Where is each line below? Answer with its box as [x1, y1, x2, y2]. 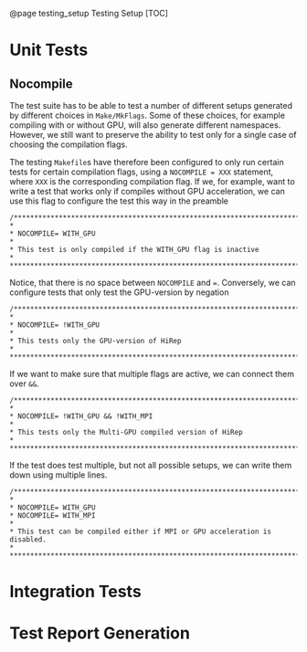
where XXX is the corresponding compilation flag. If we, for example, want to [9, 176, 295, 186]
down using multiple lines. [9, 469, 108, 480]
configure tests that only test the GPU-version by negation [9, 287, 229, 298]
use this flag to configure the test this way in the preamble [9, 195, 228, 206]
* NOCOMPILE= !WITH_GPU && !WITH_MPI [9, 412, 153, 421]
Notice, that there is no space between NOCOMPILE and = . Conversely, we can [9, 278, 296, 288]
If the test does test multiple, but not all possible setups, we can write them [9, 460, 292, 470]
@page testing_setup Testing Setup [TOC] [9, 8, 169, 18]
